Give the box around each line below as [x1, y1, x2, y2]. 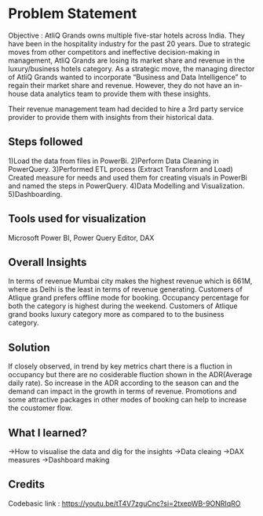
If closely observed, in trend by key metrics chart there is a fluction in [8, 362, 233, 371]
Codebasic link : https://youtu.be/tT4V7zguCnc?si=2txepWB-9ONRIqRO [8, 499, 241, 508]
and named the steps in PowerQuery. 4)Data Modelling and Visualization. [8, 181, 245, 191]
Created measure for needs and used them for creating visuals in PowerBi [8, 173, 247, 182]
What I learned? [8, 426, 88, 439]
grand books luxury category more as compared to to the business [8, 310, 225, 319]
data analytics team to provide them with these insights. [30, 89, 210, 98]
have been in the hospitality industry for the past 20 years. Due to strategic [8, 38, 251, 48]
